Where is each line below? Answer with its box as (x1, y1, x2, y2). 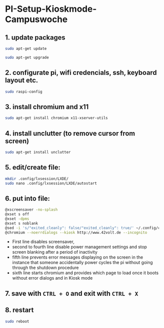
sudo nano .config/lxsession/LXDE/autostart (5, 181, 97, 186)
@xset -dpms (5, 216, 29, 221)
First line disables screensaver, (12, 239, 75, 245)
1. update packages (5, 33, 66, 42)
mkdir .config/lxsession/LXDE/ (5, 176, 69, 181)
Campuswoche (5, 14, 68, 25)
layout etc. (5, 76, 38, 85)
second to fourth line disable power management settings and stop (12, 244, 147, 250)
